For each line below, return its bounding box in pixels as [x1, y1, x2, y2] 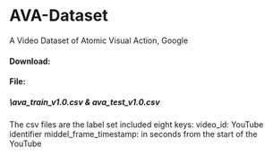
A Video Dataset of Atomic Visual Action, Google [9, 35, 189, 46]
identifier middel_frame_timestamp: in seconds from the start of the [9, 129, 258, 140]
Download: [9, 56, 51, 66]
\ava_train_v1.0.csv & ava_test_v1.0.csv [9, 96, 160, 108]
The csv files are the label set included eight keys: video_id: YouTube [9, 119, 264, 130]
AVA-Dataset [9, 5, 109, 26]
